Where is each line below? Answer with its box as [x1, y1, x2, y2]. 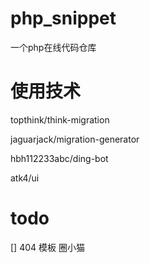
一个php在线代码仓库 [10, 41, 97, 53]
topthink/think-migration [10, 113, 110, 126]
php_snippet [10, 7, 117, 30]
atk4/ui [10, 172, 40, 184]
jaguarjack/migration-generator [10, 133, 140, 145]
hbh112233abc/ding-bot [10, 152, 109, 164]
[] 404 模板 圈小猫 [10, 241, 85, 253]
